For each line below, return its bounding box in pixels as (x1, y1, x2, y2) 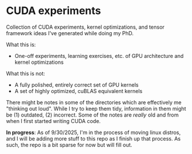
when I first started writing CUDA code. (6, 117, 101, 124)
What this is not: (6, 70, 46, 77)
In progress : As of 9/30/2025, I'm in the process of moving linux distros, (6, 129, 181, 136)
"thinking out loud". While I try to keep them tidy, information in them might (6, 105, 186, 112)
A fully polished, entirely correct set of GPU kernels (14, 81, 139, 88)
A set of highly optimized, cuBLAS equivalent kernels (14, 87, 143, 94)
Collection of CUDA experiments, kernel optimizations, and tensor (6, 23, 165, 30)
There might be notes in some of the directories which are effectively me (6, 98, 181, 106)
